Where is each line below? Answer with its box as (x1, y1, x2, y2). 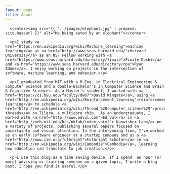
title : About (5, 12, 33, 17)
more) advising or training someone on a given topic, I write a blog (5, 159, 157, 164)
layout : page (5, 7, 33, 13)
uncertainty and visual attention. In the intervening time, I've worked (5, 128, 164, 133)
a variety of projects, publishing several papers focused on (5, 124, 139, 129)
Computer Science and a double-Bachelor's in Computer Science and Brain (5, 84, 164, 89)
